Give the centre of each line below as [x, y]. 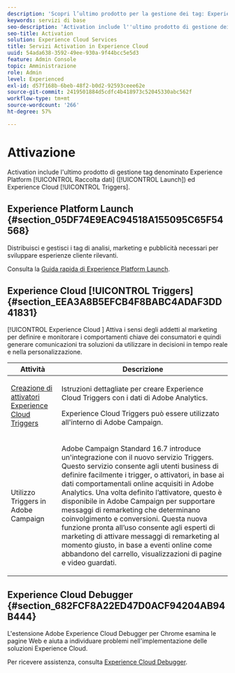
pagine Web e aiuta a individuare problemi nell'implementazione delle [107, 641]
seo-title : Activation [40, 33]
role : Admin [24, 72]
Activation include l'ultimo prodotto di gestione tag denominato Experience [115, 172]
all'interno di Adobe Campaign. [112, 422]
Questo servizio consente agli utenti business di [140, 466]
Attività [33, 369]
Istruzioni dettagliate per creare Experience [133, 389]
